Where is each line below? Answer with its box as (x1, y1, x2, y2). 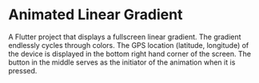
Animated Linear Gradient (8, 6, 183, 24)
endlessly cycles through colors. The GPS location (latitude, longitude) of (8, 40, 249, 49)
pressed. (8, 65, 38, 75)
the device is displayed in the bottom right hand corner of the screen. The (8, 49, 252, 58)
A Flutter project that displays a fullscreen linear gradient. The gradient (8, 32, 241, 41)
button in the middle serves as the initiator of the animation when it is (8, 57, 236, 67)
